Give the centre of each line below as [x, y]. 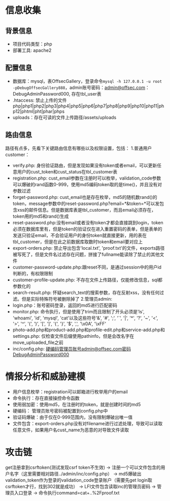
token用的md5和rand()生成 [41, 216]
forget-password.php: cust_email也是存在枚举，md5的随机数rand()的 [85, 197]
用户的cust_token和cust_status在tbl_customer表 [67, 171]
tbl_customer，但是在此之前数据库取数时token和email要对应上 [78, 242]
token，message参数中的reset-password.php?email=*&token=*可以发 [86, 203]
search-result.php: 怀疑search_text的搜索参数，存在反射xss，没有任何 [86, 292]
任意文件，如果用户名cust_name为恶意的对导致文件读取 [71, 430]
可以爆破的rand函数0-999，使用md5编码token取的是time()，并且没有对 [87, 184]
